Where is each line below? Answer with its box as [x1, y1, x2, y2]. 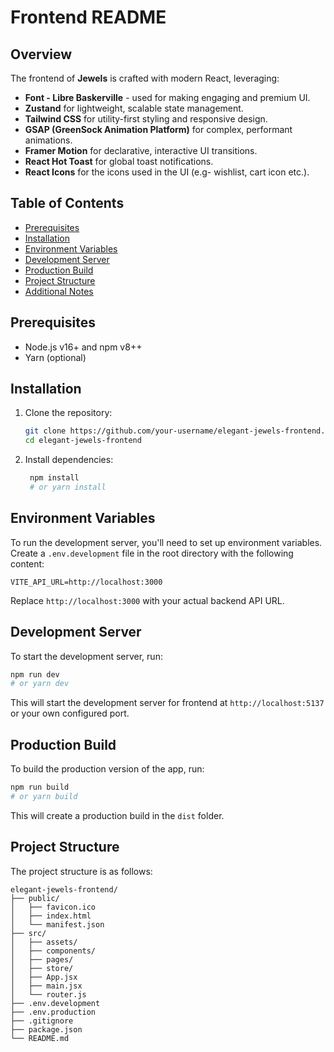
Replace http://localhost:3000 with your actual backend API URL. [10, 594, 285, 606]
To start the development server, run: [10, 650, 163, 662]
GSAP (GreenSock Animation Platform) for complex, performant [24, 124, 293, 135]
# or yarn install [29, 482, 107, 493]
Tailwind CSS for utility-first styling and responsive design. [24, 113, 268, 125]
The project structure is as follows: [10, 865, 153, 877]
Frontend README [10, 6, 167, 29]
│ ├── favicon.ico [10, 902, 97, 912]
